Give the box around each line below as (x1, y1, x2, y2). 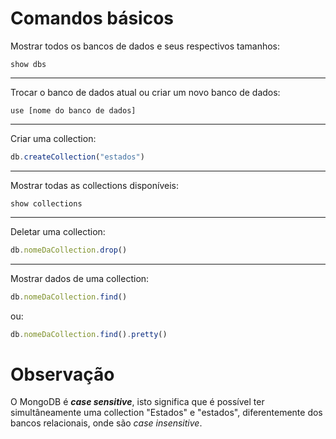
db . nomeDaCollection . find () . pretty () (10, 329, 168, 339)
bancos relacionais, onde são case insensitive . (10, 417, 203, 429)
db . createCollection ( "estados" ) (10, 152, 145, 162)
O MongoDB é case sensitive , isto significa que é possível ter (10, 396, 265, 408)
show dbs (10, 59, 47, 69)
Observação (10, 363, 115, 386)
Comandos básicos (10, 7, 175, 30)
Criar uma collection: (10, 132, 97, 144)
